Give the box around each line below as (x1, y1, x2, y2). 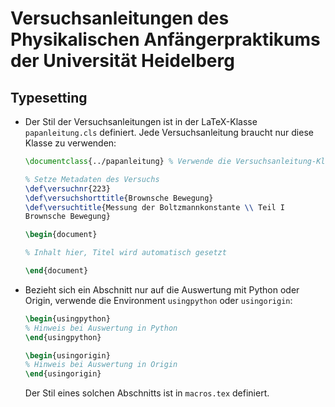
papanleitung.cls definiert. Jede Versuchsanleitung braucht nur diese (24, 127, 314, 138)
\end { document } (24, 266, 89, 276)
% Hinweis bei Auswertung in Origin (24, 360, 178, 370)
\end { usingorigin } (24, 369, 102, 379)
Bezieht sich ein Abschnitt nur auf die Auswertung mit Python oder (24, 283, 300, 296)
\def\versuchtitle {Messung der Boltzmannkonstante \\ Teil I (24, 202, 286, 212)
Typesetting (10, 89, 88, 106)
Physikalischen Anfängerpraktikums (10, 28, 321, 51)
